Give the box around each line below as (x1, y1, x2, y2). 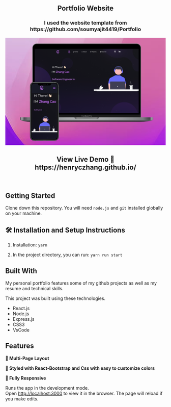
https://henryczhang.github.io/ (35, 163, 136, 172)
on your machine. (5, 210, 42, 216)
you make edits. (5, 395, 39, 402)
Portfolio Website (57, 4, 114, 13)
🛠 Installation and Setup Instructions (5, 225, 126, 234)
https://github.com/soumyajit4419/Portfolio (30, 26, 141, 33)
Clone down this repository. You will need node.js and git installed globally (5, 205, 163, 211)
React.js (12, 306, 30, 312)
